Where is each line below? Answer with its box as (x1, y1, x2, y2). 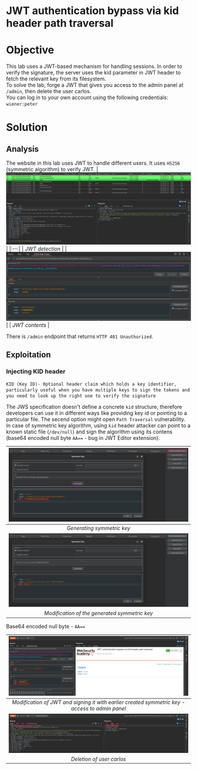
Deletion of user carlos (71, 755, 126, 762)
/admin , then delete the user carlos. (6, 88, 91, 95)
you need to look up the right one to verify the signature (6, 393, 157, 399)
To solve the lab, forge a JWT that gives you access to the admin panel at (6, 82, 184, 89)
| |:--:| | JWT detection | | (6, 245, 67, 252)
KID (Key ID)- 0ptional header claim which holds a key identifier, (6, 381, 177, 388)
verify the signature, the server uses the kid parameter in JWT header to (6, 69, 181, 76)
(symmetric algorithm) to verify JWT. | (6, 166, 98, 173)
